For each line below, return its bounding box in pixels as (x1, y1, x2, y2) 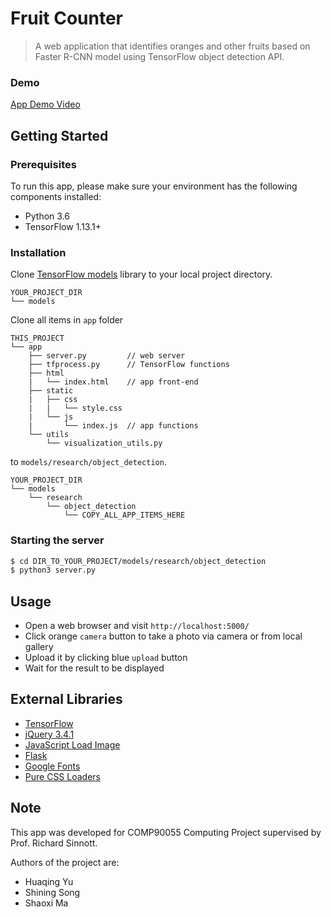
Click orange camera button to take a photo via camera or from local (24, 630, 303, 642)
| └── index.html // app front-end (28, 377, 199, 387)
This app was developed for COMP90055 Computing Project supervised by (10, 826, 322, 838)
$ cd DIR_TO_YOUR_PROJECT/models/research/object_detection (10, 556, 267, 566)
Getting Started (10, 127, 109, 144)
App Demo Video (10, 98, 81, 111)
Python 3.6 (24, 210, 70, 222)
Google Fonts (24, 760, 81, 772)
